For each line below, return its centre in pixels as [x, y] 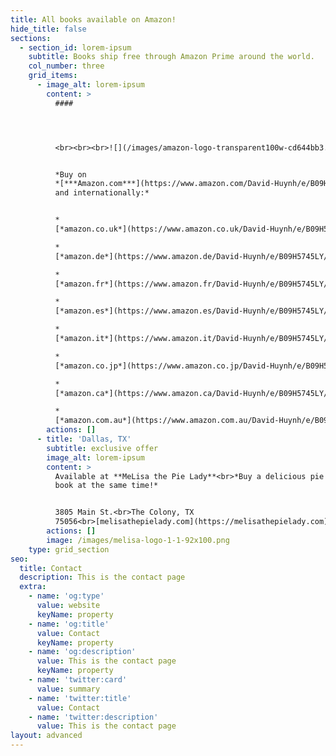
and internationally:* [102, 193]
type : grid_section [69, 549]
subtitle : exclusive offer [102, 448]
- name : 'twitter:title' [80, 698]
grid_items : [53, 76]
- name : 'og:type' [66, 596]
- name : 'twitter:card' [78, 680]
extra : [33, 587]
